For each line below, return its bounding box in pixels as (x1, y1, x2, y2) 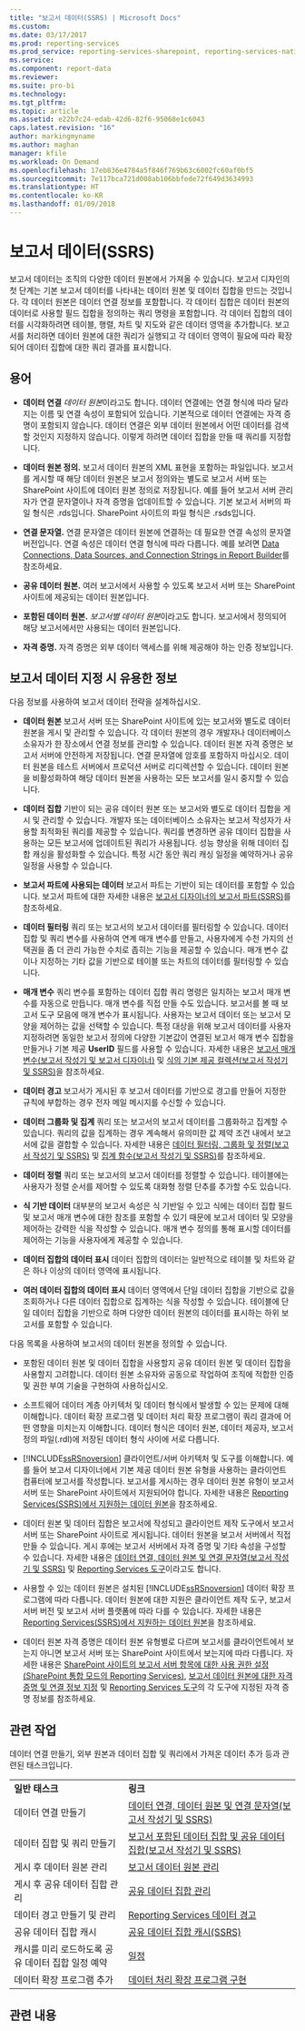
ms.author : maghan (9, 140, 79, 149)
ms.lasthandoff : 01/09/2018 (9, 199, 116, 209)
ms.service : (9, 56, 54, 65)
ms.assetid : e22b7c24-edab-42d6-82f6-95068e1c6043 (9, 115, 205, 124)
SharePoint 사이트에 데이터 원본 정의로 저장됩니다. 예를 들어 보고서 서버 (22, 484, 277, 495)
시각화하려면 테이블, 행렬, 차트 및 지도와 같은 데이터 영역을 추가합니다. (25, 319, 273, 330)
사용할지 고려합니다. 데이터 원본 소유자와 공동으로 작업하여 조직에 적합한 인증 (22, 1369, 295, 1380)
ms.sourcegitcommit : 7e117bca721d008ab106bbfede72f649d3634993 (9, 174, 254, 183)
